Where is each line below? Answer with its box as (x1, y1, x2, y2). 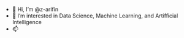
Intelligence (12, 19, 42, 25)
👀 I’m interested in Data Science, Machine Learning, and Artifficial (12, 12, 178, 19)
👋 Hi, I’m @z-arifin (12, 6, 59, 13)
